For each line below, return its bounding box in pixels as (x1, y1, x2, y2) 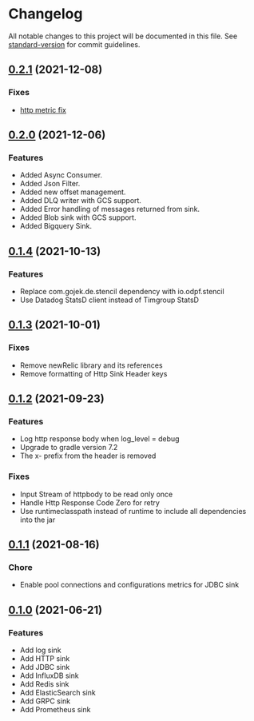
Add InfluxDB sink (19, 671, 79, 680)
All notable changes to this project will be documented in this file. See (8, 31, 238, 41)
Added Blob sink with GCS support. (19, 213, 137, 222)
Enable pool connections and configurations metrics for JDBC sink (19, 580, 240, 590)
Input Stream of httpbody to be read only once (19, 489, 173, 499)
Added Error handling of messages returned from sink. (19, 205, 200, 214)
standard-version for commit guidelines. (8, 39, 141, 49)
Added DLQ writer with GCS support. (19, 196, 142, 205)
